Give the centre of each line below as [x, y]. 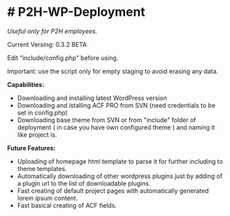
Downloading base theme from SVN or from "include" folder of [107, 120]
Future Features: [31, 148]
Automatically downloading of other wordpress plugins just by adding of [120, 176]
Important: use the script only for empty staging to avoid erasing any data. [113, 71]
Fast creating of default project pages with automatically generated [113, 190]
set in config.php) [42, 112]
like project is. [37, 135]
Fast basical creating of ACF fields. [67, 205]
